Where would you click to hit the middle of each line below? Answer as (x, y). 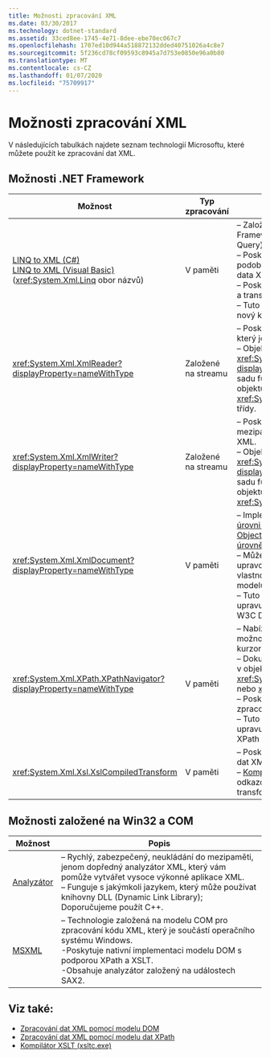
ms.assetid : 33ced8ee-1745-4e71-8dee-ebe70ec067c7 (95, 38)
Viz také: (31, 1009)
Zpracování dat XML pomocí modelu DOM (90, 1028)
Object (250, 535)
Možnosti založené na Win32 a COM (101, 821)
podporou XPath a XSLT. (107, 961)
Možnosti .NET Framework (76, 179)
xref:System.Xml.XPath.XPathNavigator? (88, 679)
